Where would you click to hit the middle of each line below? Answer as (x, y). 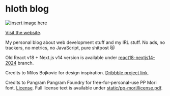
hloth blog (27, 9)
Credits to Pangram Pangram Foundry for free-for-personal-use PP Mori (81, 82)
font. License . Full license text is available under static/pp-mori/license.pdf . (84, 88)
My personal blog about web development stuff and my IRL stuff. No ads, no (85, 42)
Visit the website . (23, 32)
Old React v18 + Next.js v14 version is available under (61, 57)
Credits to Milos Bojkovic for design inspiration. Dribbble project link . (77, 73)
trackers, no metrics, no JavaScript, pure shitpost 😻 (60, 47)
